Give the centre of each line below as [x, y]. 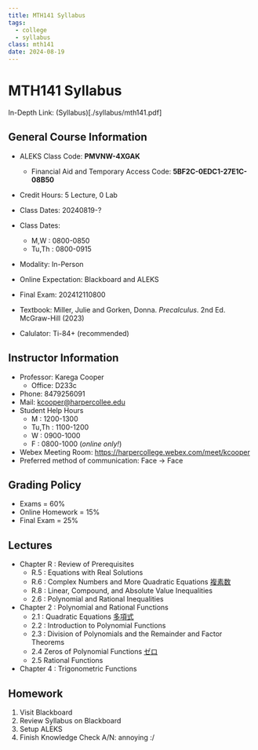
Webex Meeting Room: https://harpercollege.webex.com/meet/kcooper [135, 452]
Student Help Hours [51, 410]
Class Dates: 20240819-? [60, 210]
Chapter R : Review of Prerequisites [77, 564]
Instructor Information [64, 358]
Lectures [30, 545]
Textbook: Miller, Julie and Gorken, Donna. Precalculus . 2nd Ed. [122, 309]
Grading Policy [45, 485]
